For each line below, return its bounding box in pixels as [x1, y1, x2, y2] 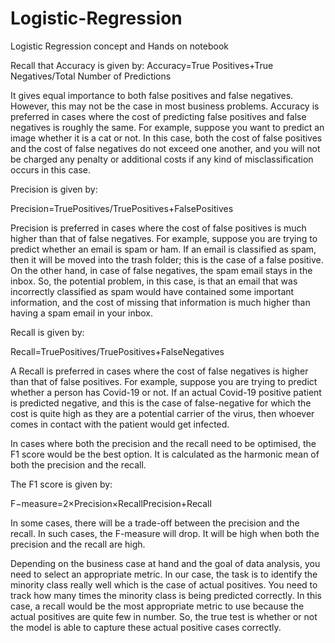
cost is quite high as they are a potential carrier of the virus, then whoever [10, 407, 315, 419]
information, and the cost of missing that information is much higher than [10, 296, 311, 308]
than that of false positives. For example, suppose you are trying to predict [10, 375, 318, 387]
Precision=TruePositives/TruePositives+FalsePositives [10, 202, 234, 214]
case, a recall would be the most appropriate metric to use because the [10, 600, 305, 612]
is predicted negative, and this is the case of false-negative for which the [10, 397, 312, 409]
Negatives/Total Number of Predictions [10, 70, 172, 82]
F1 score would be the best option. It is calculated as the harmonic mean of [10, 448, 320, 460]
